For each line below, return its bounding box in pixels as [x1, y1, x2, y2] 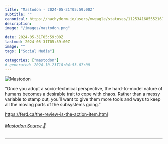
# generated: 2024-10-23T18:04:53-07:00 [5, 62, 91, 67]
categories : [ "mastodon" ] [5, 58, 59, 63]
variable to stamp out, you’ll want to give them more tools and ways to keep [5, 96, 161, 102]
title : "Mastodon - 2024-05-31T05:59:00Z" [5, 7, 95, 12]
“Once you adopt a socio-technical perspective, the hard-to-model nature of [5, 86, 163, 92]
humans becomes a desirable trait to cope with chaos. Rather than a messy [5, 91, 160, 97]
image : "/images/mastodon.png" [5, 26, 70, 31]
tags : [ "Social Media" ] [5, 48, 55, 54]
